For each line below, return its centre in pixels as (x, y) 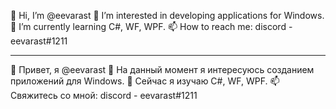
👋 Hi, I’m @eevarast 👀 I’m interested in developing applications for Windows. (167, 15)
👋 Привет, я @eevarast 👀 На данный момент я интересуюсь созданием (162, 69)
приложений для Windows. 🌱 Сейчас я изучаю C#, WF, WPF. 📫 (145, 81)
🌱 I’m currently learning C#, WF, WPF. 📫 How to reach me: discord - (151, 26)
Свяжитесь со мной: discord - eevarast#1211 (104, 95)
